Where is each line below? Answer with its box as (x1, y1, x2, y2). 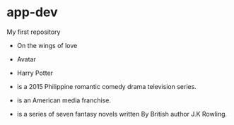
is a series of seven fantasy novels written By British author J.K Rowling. (16, 109, 228, 118)
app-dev (6, 4, 58, 20)
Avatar (16, 54, 36, 64)
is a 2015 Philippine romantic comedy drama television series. (16, 82, 197, 90)
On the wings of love (16, 41, 78, 49)
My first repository (6, 28, 61, 36)
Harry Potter (16, 69, 54, 77)
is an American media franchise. (16, 96, 111, 105)
